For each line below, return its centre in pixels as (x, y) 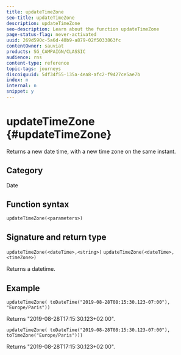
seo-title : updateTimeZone (41, 18)
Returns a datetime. (31, 269)
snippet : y (20, 91)
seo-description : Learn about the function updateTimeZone (83, 29)
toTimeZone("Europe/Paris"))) (45, 335)
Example (23, 288)
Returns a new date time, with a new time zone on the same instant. (91, 151)
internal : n (21, 86)
